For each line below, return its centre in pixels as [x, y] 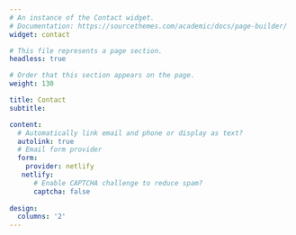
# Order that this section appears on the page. [102, 76]
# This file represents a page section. [86, 50]
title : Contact [38, 100]
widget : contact [40, 34]
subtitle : [28, 108]
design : [24, 208]
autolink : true [46, 141]
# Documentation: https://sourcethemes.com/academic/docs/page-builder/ [148, 26]
